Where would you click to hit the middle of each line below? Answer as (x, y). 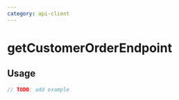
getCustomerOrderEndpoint (89, 48)
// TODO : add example (39, 90)
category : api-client (39, 14)
